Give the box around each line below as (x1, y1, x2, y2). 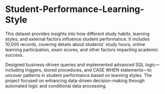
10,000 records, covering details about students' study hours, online (5, 41, 146, 47)
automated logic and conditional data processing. (5, 82, 107, 88)
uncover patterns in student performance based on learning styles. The (5, 72, 152, 78)
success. (5, 51, 24, 58)
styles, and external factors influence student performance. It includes (5, 36, 150, 42)
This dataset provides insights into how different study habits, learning (5, 30, 150, 36)
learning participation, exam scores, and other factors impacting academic (5, 46, 159, 52)
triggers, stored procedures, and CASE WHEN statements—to (25, 66, 152, 73)
